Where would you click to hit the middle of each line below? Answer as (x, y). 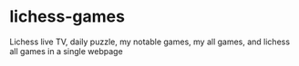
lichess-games (67, 17)
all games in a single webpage (66, 51)
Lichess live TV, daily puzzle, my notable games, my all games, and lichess (149, 42)
